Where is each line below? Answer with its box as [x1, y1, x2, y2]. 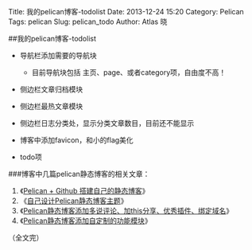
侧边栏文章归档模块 [19, 84, 83, 94]
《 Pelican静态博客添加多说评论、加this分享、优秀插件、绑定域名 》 [19, 206, 233, 215]
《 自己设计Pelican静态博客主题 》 [19, 196, 128, 205]
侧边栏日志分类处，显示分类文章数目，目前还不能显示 [19, 119, 195, 127]
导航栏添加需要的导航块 [19, 51, 97, 60]
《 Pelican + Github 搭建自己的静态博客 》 [19, 186, 149, 195]
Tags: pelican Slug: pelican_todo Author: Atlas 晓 [8, 17, 168, 26]
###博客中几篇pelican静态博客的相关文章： [8, 170, 150, 178]
